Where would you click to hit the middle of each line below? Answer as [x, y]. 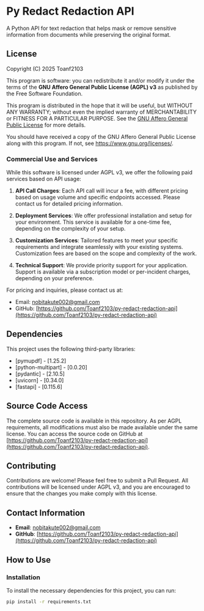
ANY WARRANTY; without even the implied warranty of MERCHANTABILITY [102, 112]
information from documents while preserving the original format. [89, 34]
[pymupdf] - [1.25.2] [41, 361]
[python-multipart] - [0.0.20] [51, 367]
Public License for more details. [46, 125]
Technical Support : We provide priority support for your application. [101, 265]
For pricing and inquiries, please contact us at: [65, 290]
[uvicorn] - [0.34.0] [39, 380]
